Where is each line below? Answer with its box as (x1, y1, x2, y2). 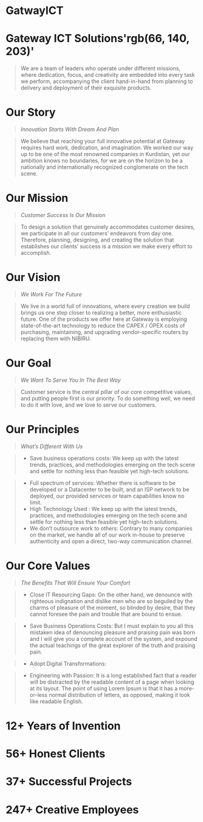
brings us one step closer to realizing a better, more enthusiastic (20, 309, 182, 316)
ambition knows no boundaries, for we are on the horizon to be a (20, 157, 183, 165)
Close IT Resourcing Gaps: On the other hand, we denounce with (29, 591, 193, 598)
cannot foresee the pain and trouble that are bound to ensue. (29, 610, 183, 618)
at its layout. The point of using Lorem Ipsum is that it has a (29, 684, 178, 692)
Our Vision (5, 271, 61, 284)
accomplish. (20, 249, 52, 256)
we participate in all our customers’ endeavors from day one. (20, 230, 174, 237)
